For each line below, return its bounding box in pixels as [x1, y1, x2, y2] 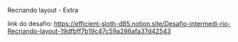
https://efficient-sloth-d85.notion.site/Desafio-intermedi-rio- [53, 20, 231, 27]
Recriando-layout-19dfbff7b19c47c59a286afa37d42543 [7, 27, 171, 35]
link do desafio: [7, 20, 53, 27]
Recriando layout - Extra [7, 6, 79, 14]
